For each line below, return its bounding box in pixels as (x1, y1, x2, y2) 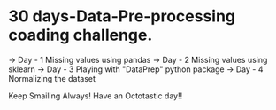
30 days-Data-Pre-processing (8, 6, 236, 27)
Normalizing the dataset (8, 73, 96, 83)
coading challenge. (8, 25, 153, 45)
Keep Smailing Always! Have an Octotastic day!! (8, 90, 183, 101)
